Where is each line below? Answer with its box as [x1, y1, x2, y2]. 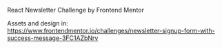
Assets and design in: [7, 19, 69, 27]
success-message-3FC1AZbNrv [7, 34, 99, 42]
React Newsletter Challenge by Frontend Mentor [7, 6, 145, 14]
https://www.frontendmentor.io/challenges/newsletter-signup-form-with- [7, 27, 215, 35]
